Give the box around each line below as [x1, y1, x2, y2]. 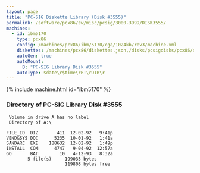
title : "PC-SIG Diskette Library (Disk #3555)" [6, 14, 127, 20]
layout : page [6, 8, 39, 15]
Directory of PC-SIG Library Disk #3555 [6, 100, 123, 109]
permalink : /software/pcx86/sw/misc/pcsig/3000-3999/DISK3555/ [6, 20, 167, 26]
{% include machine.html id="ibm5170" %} [6, 86, 111, 93]
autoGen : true [17, 53, 52, 59]
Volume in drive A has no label [8, 114, 89, 120]
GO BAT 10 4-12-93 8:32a [6, 150, 113, 156]
